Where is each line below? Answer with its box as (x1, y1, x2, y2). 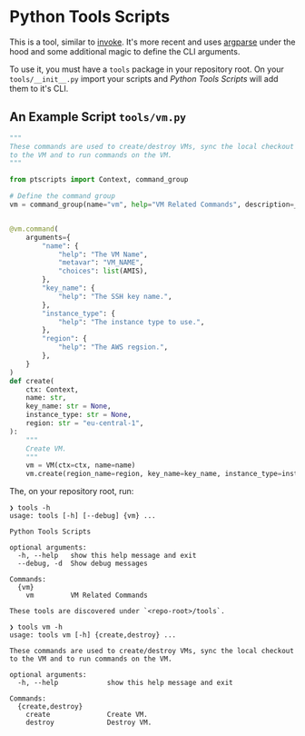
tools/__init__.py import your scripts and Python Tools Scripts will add (9, 73, 279, 84)
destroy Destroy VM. (25, 718, 152, 728)
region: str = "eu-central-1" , (25, 419, 144, 428)
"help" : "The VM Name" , (57, 250, 148, 259)
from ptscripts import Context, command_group (9, 175, 189, 184)
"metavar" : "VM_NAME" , (57, 258, 144, 267)
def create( (9, 376, 54, 385)
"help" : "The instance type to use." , (57, 317, 205, 326)
